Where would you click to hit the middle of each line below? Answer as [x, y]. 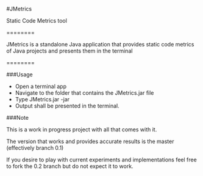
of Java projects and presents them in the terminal [69, 51]
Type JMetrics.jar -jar [42, 99]
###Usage [20, 75]
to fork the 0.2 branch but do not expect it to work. [70, 166]
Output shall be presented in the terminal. [67, 106]
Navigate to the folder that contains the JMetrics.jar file [84, 93]
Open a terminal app [41, 86]
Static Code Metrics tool [37, 20]
